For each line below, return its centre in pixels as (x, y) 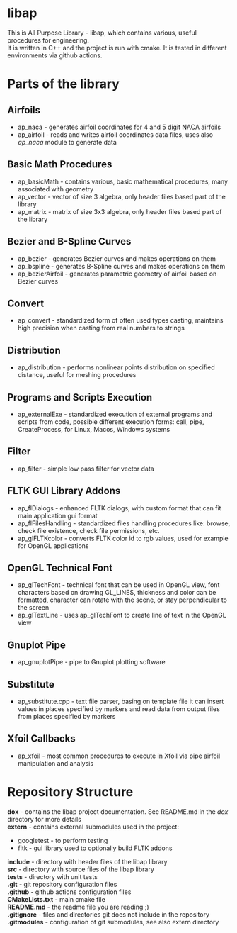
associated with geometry (56, 189)
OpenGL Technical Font (60, 568)
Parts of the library (64, 84)
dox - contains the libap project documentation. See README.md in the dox (118, 811)
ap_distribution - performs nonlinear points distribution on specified (116, 367)
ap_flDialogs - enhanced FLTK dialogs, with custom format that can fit (119, 508)
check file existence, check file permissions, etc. (89, 530)
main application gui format (57, 515)
